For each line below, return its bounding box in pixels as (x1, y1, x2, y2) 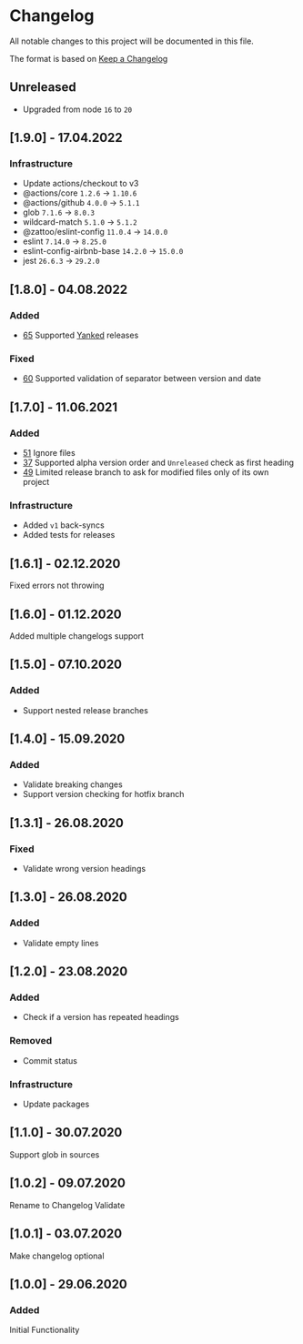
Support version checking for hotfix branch (22, 789, 185, 800)
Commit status (22, 1055, 78, 1066)
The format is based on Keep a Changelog (9, 53, 168, 64)
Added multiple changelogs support (9, 631, 144, 642)
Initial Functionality (9, 1325, 80, 1336)
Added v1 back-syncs (22, 520, 105, 531)
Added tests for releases (22, 530, 116, 541)
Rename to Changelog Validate (9, 1199, 126, 1210)
